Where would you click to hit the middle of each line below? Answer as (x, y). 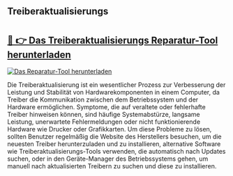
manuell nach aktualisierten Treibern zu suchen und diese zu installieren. (112, 166)
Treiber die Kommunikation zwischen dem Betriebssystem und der (103, 99)
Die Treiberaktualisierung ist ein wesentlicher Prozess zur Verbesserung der (116, 85)
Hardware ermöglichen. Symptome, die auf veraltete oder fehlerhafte (106, 107)
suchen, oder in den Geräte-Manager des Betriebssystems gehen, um (108, 159)
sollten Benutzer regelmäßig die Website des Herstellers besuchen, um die (114, 136)
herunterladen (39, 55)
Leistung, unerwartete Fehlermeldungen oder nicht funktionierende (104, 122)
